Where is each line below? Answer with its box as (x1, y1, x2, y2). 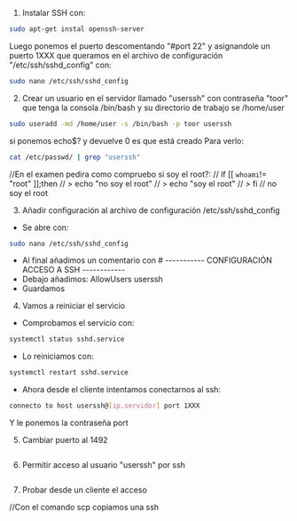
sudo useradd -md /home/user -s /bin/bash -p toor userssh (9, 119, 232, 128)
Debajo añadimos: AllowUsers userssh (21, 274, 164, 285)
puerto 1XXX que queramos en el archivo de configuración (9, 50, 223, 60)
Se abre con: (21, 222, 69, 233)
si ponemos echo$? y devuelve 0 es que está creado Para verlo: (9, 135, 244, 146)
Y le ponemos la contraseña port (9, 417, 129, 428)
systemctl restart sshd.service (9, 368, 129, 377)
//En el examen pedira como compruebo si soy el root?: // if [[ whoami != (9, 169, 268, 179)
